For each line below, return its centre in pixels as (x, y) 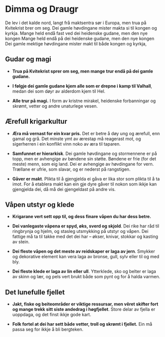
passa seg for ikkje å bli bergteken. (48, 330)
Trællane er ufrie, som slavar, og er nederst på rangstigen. (71, 169)
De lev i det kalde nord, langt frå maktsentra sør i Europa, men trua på (76, 23)
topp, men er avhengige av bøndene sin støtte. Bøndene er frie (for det (84, 158)
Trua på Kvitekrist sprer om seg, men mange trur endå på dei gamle (82, 71)
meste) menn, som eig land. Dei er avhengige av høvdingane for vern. (83, 164)
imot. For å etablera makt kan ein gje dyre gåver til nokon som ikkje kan (84, 184)
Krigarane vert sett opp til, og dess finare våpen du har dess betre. (82, 217)
